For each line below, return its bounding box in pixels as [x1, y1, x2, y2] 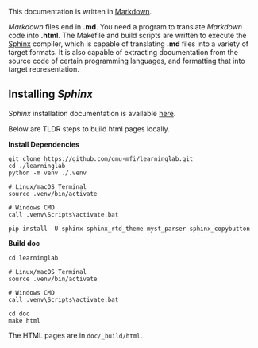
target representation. [8, 65, 79, 74]
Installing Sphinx [8, 88, 94, 101]
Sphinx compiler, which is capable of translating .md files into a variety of [8, 39, 248, 49]
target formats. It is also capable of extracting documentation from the [8, 48, 238, 57]
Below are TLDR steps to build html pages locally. [8, 123, 171, 134]
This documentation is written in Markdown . [8, 7, 152, 16]
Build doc [8, 238, 40, 248]
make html [8, 316, 41, 325]
